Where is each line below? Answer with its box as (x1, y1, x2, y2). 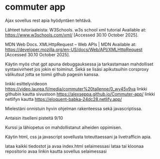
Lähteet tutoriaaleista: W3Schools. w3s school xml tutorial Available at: (5, 27, 146, 32)
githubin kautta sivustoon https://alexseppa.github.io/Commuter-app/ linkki (5, 91, 155, 97)
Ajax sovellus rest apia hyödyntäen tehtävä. (5, 17, 92, 23)
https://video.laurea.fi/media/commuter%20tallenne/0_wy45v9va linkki (5, 86, 147, 92)
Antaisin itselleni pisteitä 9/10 (5, 115, 63, 121)
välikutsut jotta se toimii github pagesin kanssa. (5, 71, 99, 77)
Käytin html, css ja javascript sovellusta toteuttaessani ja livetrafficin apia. (5, 134, 152, 140)
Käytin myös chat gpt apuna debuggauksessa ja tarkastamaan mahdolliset (5, 61, 154, 67)
